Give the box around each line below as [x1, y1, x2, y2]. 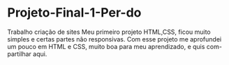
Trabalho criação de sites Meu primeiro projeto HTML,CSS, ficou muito [7, 28, 211, 36]
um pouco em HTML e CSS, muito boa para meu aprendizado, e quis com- [7, 42, 222, 50]
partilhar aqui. [7, 50, 47, 58]
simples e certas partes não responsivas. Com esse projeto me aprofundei [7, 35, 222, 43]
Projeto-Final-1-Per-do [7, 5, 142, 21]
